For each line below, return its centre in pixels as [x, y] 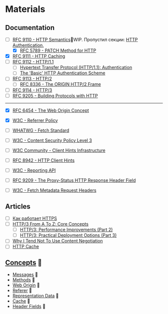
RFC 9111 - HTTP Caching [39, 56]
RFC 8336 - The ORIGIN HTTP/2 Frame [60, 84]
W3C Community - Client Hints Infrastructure [59, 150]
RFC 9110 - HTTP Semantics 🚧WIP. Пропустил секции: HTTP [75, 39]
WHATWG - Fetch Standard [41, 130]
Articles [18, 206]
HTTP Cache [25, 247]
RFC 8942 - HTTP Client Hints [43, 160]
